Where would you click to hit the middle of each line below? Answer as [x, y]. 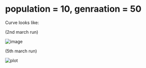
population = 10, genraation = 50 [73, 9]
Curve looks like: [22, 23]
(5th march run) [21, 51]
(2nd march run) [22, 32]
